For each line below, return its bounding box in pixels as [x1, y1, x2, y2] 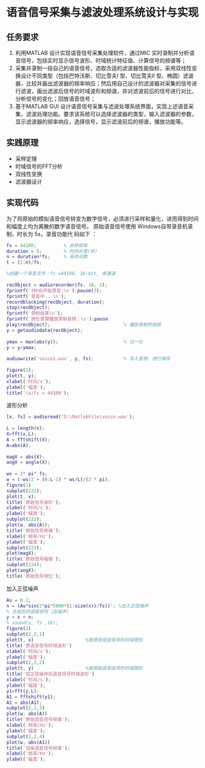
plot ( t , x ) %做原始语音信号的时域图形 [6, 637, 143, 643]
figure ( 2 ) [6, 626, 32, 632]
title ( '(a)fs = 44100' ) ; [6, 390, 70, 396]
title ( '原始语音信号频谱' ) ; [6, 717, 70, 723]
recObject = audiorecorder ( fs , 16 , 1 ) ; [6, 282, 108, 288]
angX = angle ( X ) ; [6, 459, 51, 465]
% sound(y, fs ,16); [6, 620, 59, 626]
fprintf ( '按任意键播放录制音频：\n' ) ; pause [6, 316, 109, 322]
